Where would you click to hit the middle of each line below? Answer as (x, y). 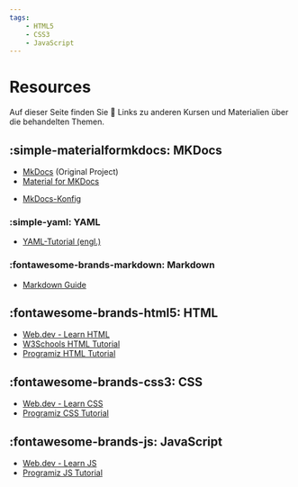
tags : (19, 18)
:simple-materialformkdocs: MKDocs (116, 150)
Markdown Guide (54, 284)
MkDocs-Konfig (52, 198)
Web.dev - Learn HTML (66, 335)
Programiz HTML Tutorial (69, 354)
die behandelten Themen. (57, 122)
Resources (50, 87)
